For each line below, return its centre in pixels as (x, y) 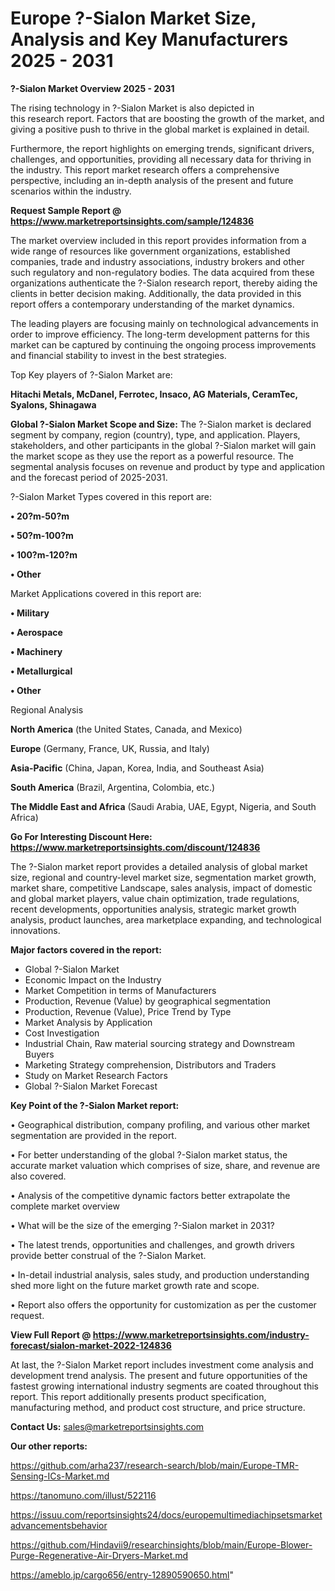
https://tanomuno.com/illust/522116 (83, 1495)
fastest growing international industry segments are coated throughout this (165, 1386)
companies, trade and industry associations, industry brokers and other (157, 261)
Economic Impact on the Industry (93, 979)
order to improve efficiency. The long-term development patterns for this (160, 334)
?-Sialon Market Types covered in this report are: (111, 496)
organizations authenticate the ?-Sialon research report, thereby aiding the (164, 283)
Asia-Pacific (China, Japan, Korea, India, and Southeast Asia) (137, 768)
